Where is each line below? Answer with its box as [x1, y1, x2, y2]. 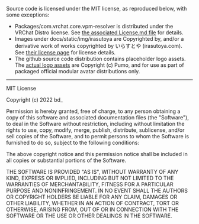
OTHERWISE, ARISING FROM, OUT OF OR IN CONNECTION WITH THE [6, 206, 179, 213]
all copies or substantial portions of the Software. [6, 157, 126, 164]
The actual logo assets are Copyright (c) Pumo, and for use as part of [14, 61, 185, 69]
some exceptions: [6, 11, 50, 18]
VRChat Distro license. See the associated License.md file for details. [14, 29, 184, 36]
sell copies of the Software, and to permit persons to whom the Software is [6, 133, 190, 139]
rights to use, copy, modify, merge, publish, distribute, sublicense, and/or [6, 126, 185, 134]
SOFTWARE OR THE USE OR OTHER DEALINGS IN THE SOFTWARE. [6, 212, 172, 219]
